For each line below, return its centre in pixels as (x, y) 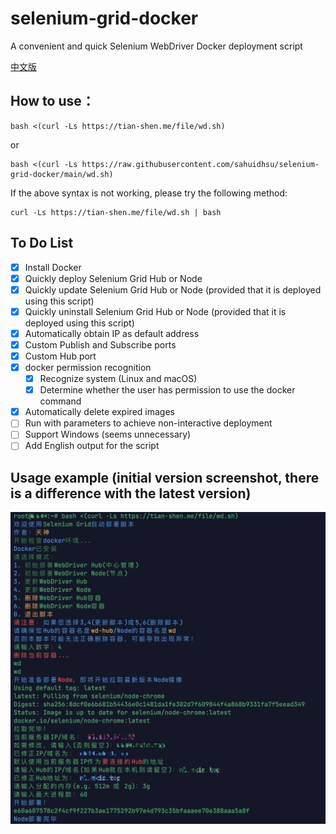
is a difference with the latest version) (131, 493)
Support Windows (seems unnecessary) (108, 434)
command (60, 401)
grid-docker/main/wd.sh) (62, 174)
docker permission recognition (88, 367)
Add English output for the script (92, 446)
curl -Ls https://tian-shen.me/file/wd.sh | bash (116, 212)
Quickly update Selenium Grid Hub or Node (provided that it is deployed (173, 289)
